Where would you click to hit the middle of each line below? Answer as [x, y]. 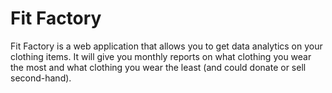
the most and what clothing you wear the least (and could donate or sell [158, 67]
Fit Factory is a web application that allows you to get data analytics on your [166, 46]
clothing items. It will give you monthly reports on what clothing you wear [161, 56]
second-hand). [41, 78]
